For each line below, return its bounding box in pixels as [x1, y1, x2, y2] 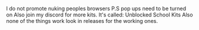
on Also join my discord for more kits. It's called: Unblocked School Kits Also [6, 11, 193, 18]
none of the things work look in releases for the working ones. [6, 18, 159, 24]
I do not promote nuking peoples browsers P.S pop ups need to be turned [6, 5, 187, 12]
